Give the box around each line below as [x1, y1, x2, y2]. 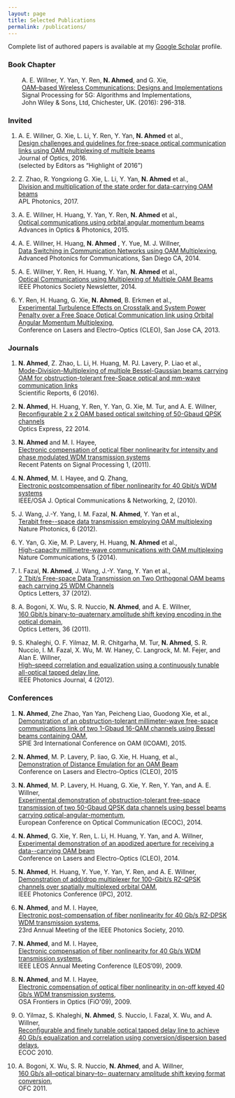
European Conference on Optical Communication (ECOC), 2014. [17, 818, 203, 826]
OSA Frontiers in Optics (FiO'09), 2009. [17, 997, 132, 1006]
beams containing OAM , [17, 731, 88, 740]
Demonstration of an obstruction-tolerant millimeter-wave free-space [17, 717, 219, 725]
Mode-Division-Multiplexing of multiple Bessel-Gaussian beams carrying [17, 367, 228, 375]
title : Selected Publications [8, 17, 97, 24]
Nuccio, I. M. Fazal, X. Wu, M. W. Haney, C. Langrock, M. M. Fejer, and [17, 646, 221, 654]
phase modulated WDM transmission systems [17, 453, 151, 462]
